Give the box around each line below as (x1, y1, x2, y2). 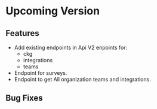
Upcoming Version (5, 4, 100, 18)
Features (5, 28, 39, 38)
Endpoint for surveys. (14, 69, 67, 76)
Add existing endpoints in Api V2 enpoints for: (14, 44, 128, 51)
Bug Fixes (5, 93, 43, 103)
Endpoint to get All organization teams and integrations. (14, 76, 152, 83)
